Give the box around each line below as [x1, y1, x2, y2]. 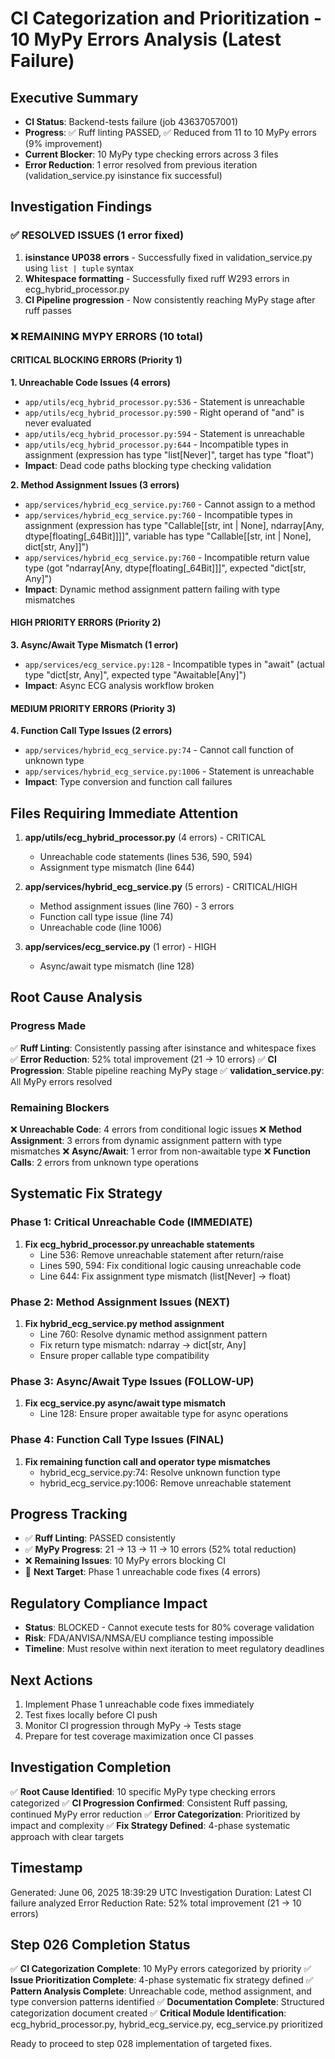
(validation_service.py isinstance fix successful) [24, 170, 223, 181]
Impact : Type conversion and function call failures [24, 776, 233, 788]
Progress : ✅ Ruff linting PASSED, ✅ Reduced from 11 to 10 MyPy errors [24, 127, 317, 138]
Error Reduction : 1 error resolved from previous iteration [24, 159, 258, 171]
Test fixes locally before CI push [24, 1709, 158, 1721]
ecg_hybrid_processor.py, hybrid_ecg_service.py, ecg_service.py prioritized [10, 2018, 323, 2031]
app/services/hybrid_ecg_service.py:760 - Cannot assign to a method [24, 498, 316, 510]
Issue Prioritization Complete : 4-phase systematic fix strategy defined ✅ [10, 1974, 314, 1986]
